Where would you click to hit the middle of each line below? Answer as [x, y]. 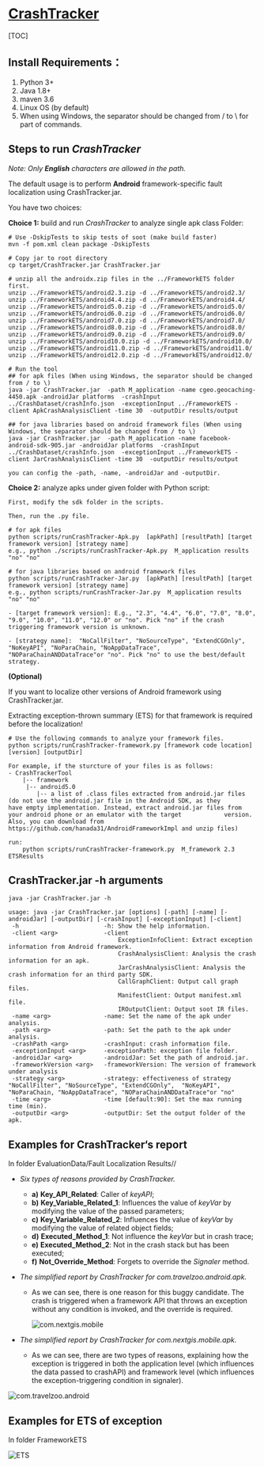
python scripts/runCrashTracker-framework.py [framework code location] [130, 745]
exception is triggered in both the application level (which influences [143, 1364]
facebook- [215, 438]
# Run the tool [33, 369]
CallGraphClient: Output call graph [178, 982]
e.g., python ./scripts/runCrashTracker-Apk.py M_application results [128, 551]
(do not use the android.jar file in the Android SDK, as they [115, 801]
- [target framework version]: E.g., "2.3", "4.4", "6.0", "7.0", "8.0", [132, 613]
